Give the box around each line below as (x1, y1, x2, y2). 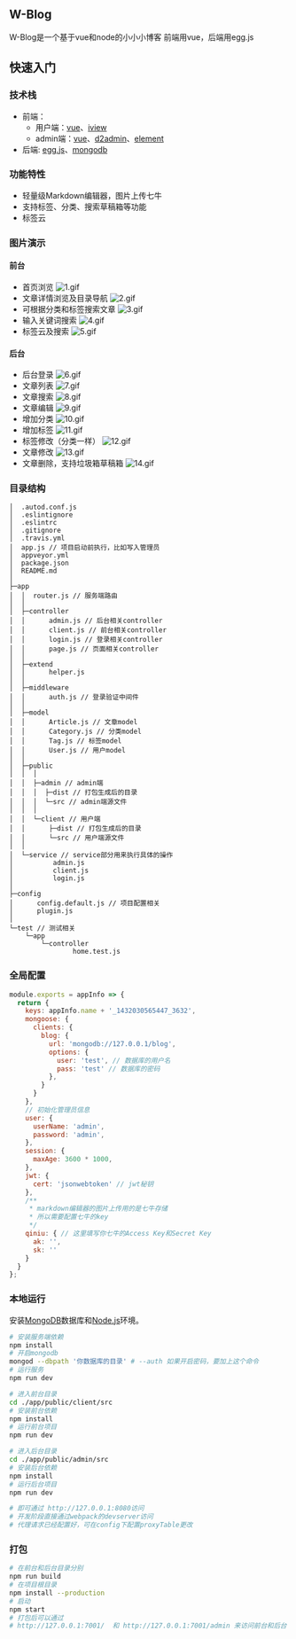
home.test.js (72, 948, 121, 956)
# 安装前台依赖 (9, 1406, 58, 1415)
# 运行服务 (9, 1365, 44, 1375)
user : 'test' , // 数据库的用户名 (56, 1056, 171, 1065)
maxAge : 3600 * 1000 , (32, 1155, 113, 1164)
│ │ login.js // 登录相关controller (9, 636, 163, 644)
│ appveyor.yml (9, 551, 69, 560)
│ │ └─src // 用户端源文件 (9, 833, 125, 843)
